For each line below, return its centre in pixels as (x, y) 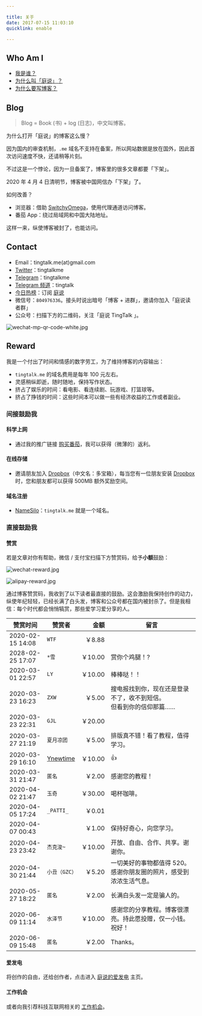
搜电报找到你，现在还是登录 (150, 689)
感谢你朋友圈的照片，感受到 (150, 872)
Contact (22, 247)
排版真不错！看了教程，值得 (150, 736)
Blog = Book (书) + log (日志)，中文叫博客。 (75, 123)
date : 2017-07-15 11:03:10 (40, 23)
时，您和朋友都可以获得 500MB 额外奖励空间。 (73, 481)
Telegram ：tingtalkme (42, 277)
